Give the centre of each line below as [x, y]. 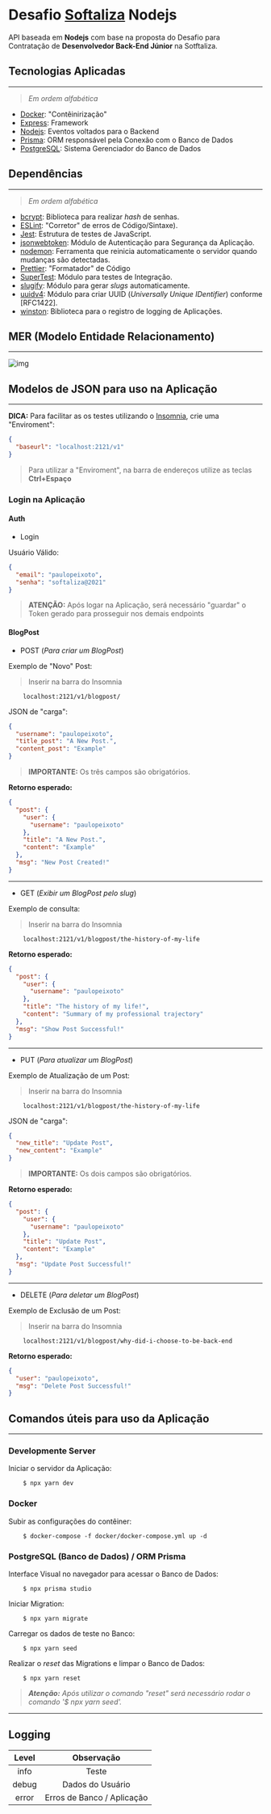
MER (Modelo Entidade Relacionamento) [112, 336]
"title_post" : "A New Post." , [66, 742]
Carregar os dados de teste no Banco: [72, 1633]
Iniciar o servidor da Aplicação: [60, 1469]
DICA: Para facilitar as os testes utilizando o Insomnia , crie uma [114, 416]
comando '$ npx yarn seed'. [75, 1702]
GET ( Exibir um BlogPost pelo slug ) [78, 893]
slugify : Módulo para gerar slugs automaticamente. [105, 285]
